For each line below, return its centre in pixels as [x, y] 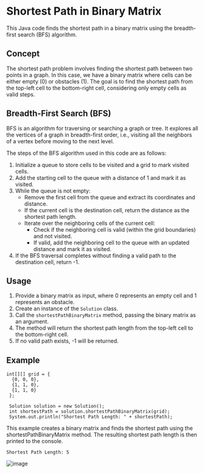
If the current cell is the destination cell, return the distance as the [107, 210]
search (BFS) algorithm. [47, 34]
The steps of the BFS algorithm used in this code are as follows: [86, 153]
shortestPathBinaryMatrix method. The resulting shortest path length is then [102, 435]
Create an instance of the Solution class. [67, 308]
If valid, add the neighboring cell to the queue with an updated [111, 243]
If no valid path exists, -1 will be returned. [67, 341]
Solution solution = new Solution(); [57, 407]
